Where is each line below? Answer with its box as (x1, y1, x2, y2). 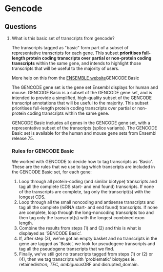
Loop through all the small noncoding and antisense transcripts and (19, 199, 155, 205)
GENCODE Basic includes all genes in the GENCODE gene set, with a (11, 120, 150, 126)
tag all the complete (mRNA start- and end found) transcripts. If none (19, 205, 158, 210)
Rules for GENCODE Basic (11, 147, 74, 154)
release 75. (11, 135, 34, 141)
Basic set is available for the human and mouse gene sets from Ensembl (11, 130, 157, 136)
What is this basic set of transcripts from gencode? (11, 35, 115, 41)
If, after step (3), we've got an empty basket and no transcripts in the (19, 235, 158, 242)
